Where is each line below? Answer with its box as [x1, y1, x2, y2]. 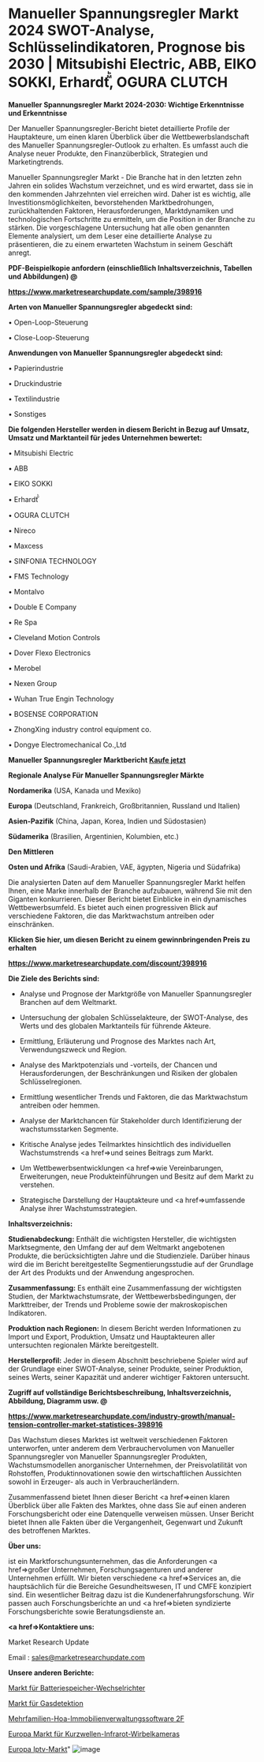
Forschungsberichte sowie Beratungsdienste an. [8, 1606, 165, 1616]
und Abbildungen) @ [8, 272, 78, 281]
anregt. [8, 248, 32, 257]
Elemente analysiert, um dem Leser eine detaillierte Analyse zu [8, 231, 213, 241]
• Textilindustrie [8, 394, 61, 403]
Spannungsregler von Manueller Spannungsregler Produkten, [8, 1452, 207, 1461]
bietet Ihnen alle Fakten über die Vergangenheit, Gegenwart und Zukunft [8, 1517, 244, 1527]
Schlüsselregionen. [19, 1077, 83, 1086]
